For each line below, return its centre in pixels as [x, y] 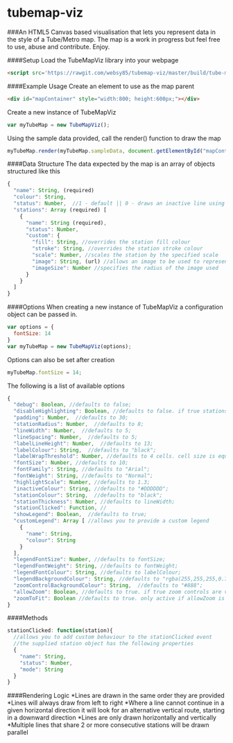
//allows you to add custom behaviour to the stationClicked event [113, 637]
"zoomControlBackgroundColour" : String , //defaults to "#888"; [108, 585]
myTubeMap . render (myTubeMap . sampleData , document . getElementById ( [105, 151]
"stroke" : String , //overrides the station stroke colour [118, 249]
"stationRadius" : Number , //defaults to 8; [79, 425]
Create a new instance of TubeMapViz [62, 112]
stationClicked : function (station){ [60, 631]
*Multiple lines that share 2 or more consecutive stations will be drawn [108, 725]
